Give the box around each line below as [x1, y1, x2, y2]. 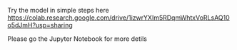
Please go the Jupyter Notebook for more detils [7, 35, 148, 43]
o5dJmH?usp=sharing [7, 21, 73, 29]
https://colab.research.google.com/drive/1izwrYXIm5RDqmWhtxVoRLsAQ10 [7, 13, 230, 22]
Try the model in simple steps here [7, 6, 109, 14]
